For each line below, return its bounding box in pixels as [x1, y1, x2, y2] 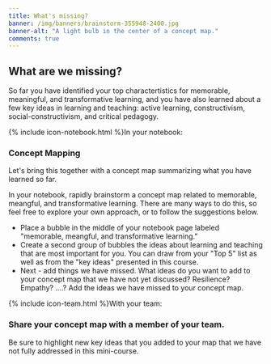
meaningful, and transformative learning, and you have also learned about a [8, 95, 261, 104]
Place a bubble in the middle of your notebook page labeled [19, 223, 220, 233]
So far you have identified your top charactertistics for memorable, [8, 86, 231, 95]
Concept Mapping [8, 147, 81, 159]
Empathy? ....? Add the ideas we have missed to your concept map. [19, 283, 244, 293]
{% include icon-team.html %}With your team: [8, 298, 163, 308]
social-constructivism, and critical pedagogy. [8, 112, 159, 121]
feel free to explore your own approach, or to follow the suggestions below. [8, 207, 259, 217]
